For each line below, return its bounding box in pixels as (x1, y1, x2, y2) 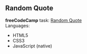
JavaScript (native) (12, 42, 52, 49)
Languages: (5, 22, 30, 28)
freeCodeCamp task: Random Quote (5, 17, 82, 23)
